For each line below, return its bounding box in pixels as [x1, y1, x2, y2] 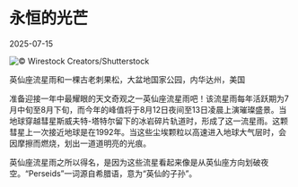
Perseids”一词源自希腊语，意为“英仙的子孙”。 [28, 167, 197, 179]
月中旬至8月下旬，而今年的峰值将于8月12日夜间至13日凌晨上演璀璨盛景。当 [9, 104, 287, 115]
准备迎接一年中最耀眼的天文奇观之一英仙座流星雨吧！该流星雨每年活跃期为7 [9, 93, 289, 104]
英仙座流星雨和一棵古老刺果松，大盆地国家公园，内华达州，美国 [9, 73, 245, 85]
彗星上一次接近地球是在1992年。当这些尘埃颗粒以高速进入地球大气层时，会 [9, 126, 287, 137]
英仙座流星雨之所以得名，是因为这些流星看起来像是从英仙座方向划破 [9, 157, 261, 167]
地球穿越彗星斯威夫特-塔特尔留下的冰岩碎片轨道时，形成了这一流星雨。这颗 [9, 115, 289, 126]
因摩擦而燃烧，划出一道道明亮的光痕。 [9, 138, 151, 149]
